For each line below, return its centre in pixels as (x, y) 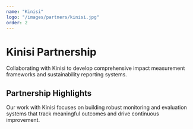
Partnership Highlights (49, 93)
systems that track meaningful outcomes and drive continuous (83, 114)
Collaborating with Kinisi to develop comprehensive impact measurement (96, 68)
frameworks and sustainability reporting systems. (67, 75)
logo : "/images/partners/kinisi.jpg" (53, 17)
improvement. (23, 120)
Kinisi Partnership (51, 52)
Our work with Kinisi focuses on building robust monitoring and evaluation (96, 108)
